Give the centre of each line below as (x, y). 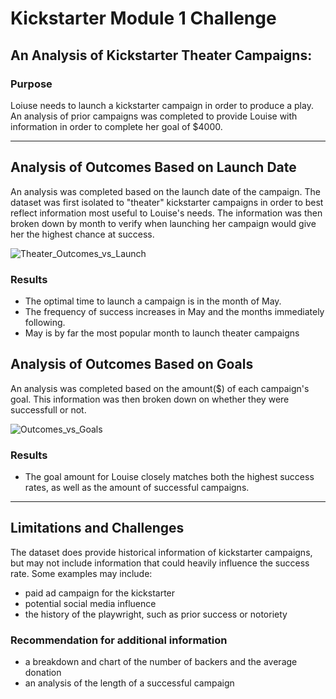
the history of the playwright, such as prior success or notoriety (156, 614)
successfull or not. (48, 409)
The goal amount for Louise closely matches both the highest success (169, 477)
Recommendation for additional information (119, 640)
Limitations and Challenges (97, 528)
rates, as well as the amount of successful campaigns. (137, 488)
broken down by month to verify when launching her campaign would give (163, 223)
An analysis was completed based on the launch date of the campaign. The (166, 191)
